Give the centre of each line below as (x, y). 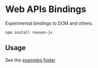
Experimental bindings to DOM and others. (49, 23)
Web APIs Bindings (46, 9)
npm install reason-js (29, 32)
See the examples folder (30, 60)
